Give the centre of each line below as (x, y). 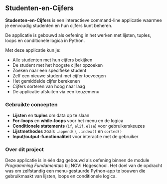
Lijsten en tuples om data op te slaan (51, 115)
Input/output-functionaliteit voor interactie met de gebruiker (75, 137)
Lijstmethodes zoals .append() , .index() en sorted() (67, 131)
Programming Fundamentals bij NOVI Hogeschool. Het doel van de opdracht (84, 166)
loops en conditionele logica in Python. (45, 40)
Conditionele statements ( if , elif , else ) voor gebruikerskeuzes (79, 126)
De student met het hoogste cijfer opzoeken (58, 65)
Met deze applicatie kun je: (33, 50)
